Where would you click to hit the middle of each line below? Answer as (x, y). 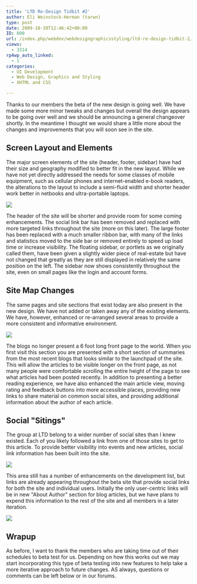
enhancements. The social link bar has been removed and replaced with (93, 222)
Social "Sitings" (36, 421)
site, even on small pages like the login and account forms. (77, 272)
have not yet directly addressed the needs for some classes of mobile (90, 175)
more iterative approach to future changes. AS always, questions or (88, 570)
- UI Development (33, 72)
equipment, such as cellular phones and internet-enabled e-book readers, (95, 181)
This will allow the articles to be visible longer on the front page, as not (91, 365)
